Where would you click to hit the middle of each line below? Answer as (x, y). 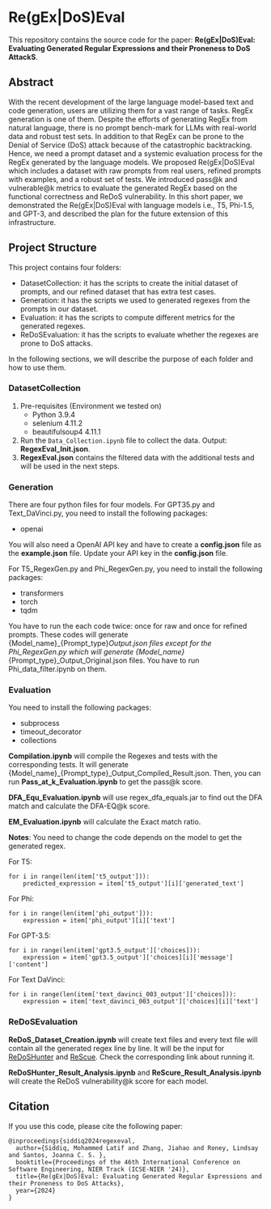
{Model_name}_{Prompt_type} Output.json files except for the (110, 643)
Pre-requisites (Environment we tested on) (91, 405)
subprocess (40, 723)
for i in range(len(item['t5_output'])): (79, 877)
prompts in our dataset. (59, 308)
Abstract (31, 82)
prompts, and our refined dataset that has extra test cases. (118, 291)
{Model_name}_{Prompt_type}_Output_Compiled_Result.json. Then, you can (135, 774)
